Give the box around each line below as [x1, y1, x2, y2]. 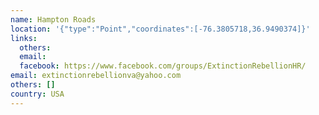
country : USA [10, 89, 65, 99]
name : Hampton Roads [10, 14, 97, 25]
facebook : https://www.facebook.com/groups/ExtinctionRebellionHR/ [19, 61, 307, 71]
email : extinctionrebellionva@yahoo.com [10, 71, 182, 81]
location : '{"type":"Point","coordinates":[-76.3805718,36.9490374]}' [10, 24, 311, 34]
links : [10, 33, 38, 43]
